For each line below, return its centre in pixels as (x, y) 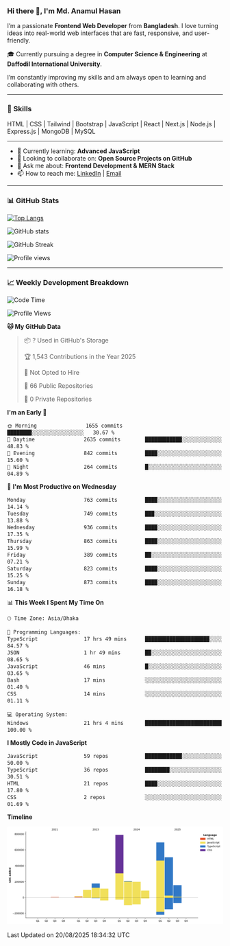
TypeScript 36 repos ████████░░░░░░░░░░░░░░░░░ (115, 770)
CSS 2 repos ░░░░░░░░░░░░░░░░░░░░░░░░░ (115, 798)
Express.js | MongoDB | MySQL (51, 131)
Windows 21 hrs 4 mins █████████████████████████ (115, 724)
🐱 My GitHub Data (34, 327)
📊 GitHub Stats (33, 200)
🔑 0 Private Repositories (58, 399)
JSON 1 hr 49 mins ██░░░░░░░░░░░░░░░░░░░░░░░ (115, 653)
